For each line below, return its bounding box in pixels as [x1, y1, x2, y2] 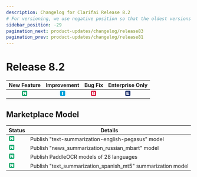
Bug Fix [84, 81, 103, 88]
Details [100, 126, 119, 133]
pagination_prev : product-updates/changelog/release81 [6, 34, 144, 41]
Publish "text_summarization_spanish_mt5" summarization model [30, 162, 189, 169]
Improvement [45, 81, 80, 88]
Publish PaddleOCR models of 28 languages [30, 153, 137, 161]
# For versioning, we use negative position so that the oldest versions [6, 15, 192, 22]
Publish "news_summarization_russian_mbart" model [30, 145, 159, 152]
